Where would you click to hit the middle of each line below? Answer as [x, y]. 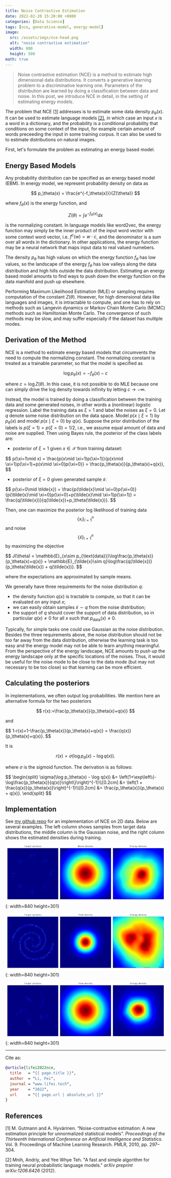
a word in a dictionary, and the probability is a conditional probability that [82, 124]
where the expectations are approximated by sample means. [69, 577]
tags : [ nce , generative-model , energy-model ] [54, 27]
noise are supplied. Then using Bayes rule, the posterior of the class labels [83, 433]
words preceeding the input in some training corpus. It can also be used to [83, 134]
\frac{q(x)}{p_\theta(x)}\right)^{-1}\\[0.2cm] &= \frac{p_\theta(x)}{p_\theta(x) [85, 788]
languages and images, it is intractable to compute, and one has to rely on [83, 302]
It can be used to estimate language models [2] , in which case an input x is [84, 118]
